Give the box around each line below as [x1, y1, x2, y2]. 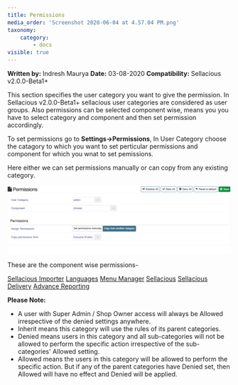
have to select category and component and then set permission [7, 114, 197, 121]
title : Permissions [7, 11, 65, 18]
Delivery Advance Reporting [7, 282, 90, 291]
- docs [33, 41, 53, 49]
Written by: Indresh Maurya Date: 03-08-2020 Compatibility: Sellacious [7, 70, 222, 77]
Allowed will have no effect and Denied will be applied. [17, 370, 178, 379]
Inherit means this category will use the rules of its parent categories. [17, 325, 221, 333]
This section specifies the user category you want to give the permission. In [7, 91, 229, 99]
